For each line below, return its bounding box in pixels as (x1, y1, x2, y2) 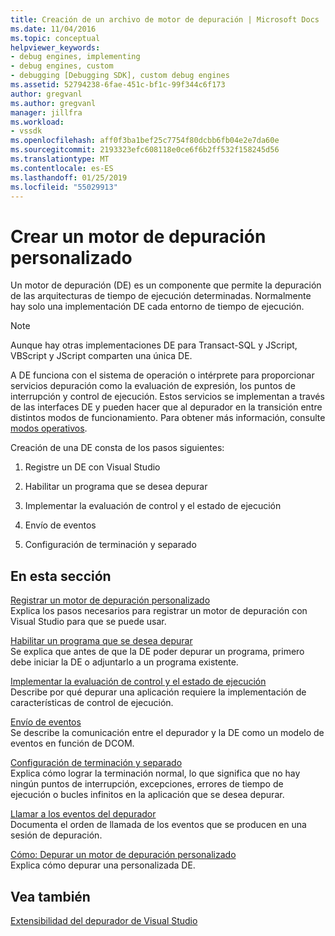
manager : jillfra (10, 107, 83, 118)
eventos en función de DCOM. (10, 737, 135, 750)
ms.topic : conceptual (10, 33, 101, 43)
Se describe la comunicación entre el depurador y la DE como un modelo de (10, 727, 325, 739)
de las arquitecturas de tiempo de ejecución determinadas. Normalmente (10, 290, 312, 302)
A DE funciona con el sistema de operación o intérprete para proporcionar (10, 369, 315, 381)
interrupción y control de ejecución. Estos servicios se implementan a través (10, 391, 325, 403)
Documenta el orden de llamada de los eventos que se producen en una (10, 819, 307, 831)
